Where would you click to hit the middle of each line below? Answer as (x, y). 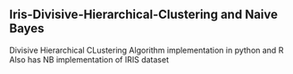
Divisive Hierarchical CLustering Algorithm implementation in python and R (146, 50)
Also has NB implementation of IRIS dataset (89, 59)
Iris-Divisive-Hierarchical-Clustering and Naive (144, 15)
